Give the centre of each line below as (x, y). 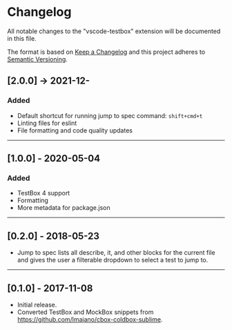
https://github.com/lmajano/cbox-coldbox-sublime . (90, 319)
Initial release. (37, 304)
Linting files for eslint (47, 123)
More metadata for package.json (64, 208)
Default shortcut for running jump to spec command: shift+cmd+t (110, 115)
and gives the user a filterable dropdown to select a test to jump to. (113, 260)
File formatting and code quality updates (75, 130)
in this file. (22, 38)
